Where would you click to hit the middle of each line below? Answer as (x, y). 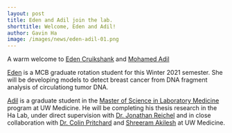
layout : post (26, 14)
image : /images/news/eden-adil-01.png (63, 39)
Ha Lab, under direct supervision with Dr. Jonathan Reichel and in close (109, 116)
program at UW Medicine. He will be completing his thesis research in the (112, 108)
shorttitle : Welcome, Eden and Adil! (62, 26)
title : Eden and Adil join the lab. (60, 20)
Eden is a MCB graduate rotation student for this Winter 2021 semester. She (115, 73)
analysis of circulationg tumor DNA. (58, 87)
